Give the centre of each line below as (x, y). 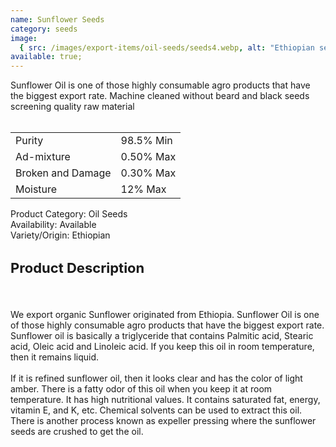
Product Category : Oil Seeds (69, 214)
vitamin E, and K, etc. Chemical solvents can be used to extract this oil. (156, 410)
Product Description (77, 267)
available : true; (46, 57)
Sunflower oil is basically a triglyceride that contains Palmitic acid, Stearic (162, 335)
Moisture (36, 189)
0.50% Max (148, 157)
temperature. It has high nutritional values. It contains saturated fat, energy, (165, 399)
